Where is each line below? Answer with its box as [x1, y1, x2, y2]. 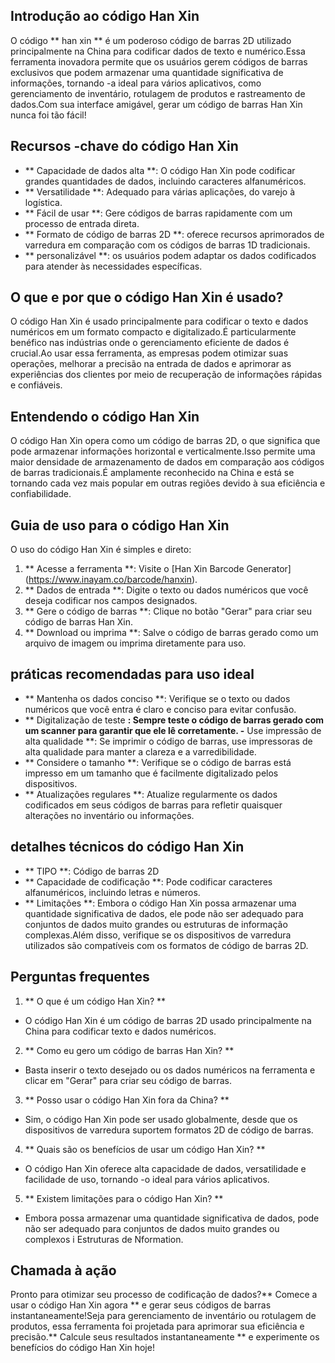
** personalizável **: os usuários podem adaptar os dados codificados [24, 249, 317, 261]
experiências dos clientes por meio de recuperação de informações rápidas [10, 369, 323, 381]
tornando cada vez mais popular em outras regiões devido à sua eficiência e [10, 477, 326, 489]
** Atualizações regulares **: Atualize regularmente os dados [24, 788, 278, 800]
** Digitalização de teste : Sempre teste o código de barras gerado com [24, 714, 324, 726]
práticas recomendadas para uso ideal [10, 666, 255, 683]
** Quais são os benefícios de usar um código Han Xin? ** [24, 1143, 266, 1155]
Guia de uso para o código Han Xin [10, 517, 230, 534]
